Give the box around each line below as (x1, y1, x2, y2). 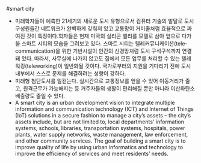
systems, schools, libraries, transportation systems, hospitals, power (14, 125, 185, 131)
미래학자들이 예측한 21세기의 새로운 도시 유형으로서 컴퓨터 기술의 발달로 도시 (14, 17, 194, 25)
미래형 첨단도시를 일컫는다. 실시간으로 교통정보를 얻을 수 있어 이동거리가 (14, 77, 184, 84)
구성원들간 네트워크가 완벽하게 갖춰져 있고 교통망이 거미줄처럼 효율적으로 (14, 25, 186, 32)
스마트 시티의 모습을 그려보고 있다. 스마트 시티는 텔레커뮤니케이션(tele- (21, 40, 188, 47)
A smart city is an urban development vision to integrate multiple (14, 99, 176, 106)
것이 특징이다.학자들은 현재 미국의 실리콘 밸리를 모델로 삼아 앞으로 (26, 32, 181, 40)
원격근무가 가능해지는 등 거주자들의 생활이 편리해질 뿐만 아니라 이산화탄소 (23, 85, 196, 92)
